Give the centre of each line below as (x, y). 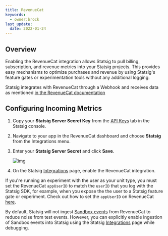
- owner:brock (24, 19)
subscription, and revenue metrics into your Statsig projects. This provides (83, 67)
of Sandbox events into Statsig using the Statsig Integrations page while (80, 222)
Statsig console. (29, 126)
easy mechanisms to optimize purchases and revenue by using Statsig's (80, 72)
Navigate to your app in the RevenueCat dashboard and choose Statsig (87, 136)
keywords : (16, 15)
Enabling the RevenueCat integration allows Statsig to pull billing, (73, 61)
